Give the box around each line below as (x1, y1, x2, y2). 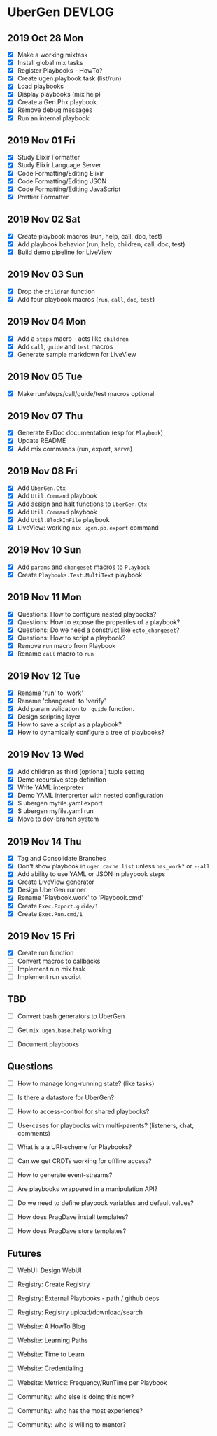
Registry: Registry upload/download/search (17, 1308, 143, 1316)
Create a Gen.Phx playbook (17, 98, 97, 106)
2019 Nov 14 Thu (7, 836, 82, 847)
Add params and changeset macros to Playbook (17, 563, 150, 571)
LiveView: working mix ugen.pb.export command (17, 523, 159, 532)
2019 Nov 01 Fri (7, 134, 76, 146)
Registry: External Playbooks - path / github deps (17, 1294, 160, 1302)
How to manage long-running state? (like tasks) (17, 1079, 155, 1087)
